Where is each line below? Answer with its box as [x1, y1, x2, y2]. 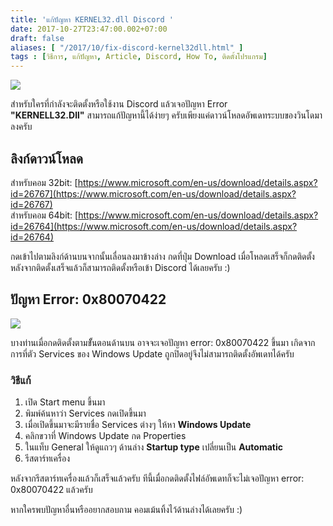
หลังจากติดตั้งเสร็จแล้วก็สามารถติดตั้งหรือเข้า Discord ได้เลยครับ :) [10, 261, 231, 273]
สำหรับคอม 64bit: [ [10, 209, 79, 221]
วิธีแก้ [10, 373, 32, 387]
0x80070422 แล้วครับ [10, 484, 93, 496]
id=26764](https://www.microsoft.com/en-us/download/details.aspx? [10, 220, 298, 232]
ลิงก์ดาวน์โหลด [10, 150, 83, 167]
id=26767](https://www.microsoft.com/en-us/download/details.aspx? [10, 187, 297, 200]
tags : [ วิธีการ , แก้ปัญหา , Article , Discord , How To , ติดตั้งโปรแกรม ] [10, 52, 268, 62]
